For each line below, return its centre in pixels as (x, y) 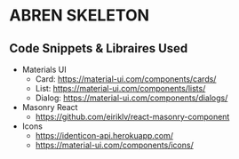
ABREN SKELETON (79, 16)
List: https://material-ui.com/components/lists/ (120, 88)
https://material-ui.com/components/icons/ (114, 145)
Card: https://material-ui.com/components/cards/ (126, 79)
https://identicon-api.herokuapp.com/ (104, 135)
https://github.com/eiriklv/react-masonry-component (132, 117)
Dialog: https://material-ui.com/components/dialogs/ (131, 98)
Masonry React (50, 107)
